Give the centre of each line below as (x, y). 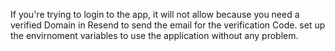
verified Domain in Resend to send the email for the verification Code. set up (168, 25)
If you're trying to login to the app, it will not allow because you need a (155, 14)
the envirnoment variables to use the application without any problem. (154, 35)
